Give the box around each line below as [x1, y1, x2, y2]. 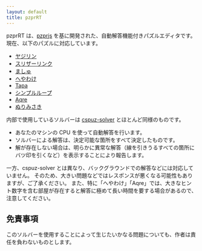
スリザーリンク [15, 60, 53, 67]
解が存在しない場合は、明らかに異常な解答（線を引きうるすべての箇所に [15, 143, 195, 151]
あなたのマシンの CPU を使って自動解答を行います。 [15, 128, 146, 136]
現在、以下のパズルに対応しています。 [6, 39, 102, 47]
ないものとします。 [27, 238, 75, 246]
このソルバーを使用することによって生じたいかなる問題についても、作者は [6, 231, 191, 238]
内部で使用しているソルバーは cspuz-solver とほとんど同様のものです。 [6, 116, 184, 123]
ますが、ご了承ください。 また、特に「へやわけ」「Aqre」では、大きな [6, 179, 181, 186]
